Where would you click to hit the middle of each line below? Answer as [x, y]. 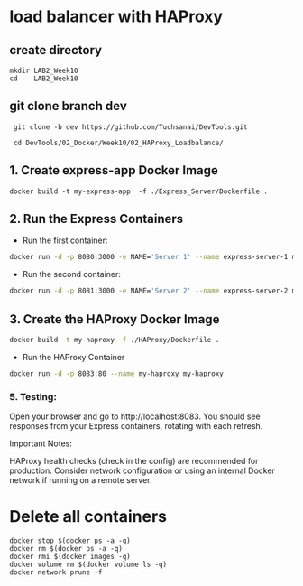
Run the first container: [65, 240]
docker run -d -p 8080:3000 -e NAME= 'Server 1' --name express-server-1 [149, 257]
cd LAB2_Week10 [44, 79]
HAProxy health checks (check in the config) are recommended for [134, 461]
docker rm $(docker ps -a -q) [66, 548]
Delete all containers [88, 517]
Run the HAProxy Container [73, 357]
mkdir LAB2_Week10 [44, 70]
